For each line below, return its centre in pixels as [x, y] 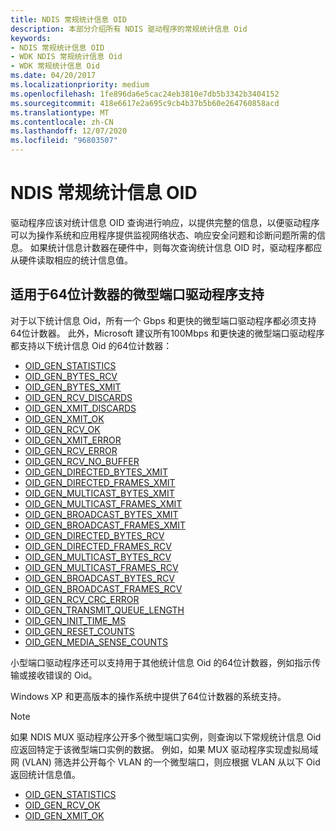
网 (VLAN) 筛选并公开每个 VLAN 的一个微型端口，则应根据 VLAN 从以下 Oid [165, 762]
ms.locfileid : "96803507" [64, 141]
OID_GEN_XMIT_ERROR [73, 440]
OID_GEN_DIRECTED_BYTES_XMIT [96, 472]
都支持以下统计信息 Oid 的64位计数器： [91, 345]
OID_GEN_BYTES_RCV [71, 376]
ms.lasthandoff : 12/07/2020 [69, 131]
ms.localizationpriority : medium [80, 85]
